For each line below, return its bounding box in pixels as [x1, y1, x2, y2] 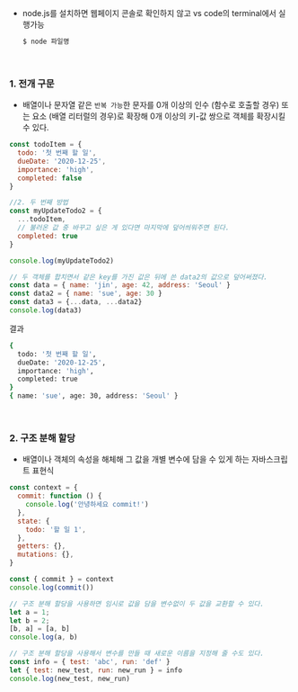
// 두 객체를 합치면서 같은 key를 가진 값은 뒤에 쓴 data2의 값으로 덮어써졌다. [9, 273, 268, 282]
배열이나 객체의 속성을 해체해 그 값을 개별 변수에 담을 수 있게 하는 [22, 454, 250, 465]
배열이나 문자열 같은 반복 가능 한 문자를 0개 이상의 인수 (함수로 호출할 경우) [22, 100, 280, 111]
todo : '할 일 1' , [25, 525, 87, 534]
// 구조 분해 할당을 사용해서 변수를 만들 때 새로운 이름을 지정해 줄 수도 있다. [9, 649, 265, 659]
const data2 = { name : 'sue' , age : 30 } [9, 289, 163, 299]
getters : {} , [17, 542, 66, 551]
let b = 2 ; [9, 616, 50, 625]
